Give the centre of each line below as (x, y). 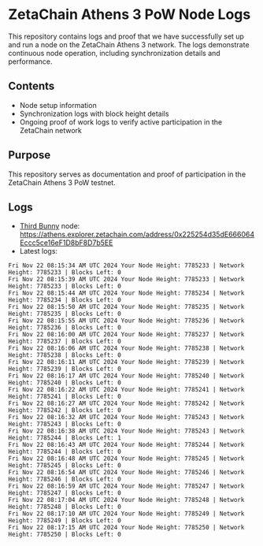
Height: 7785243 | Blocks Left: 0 (65, 424)
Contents (31, 86)
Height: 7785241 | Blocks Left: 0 (65, 397)
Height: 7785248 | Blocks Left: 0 (65, 507)
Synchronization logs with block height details (94, 113)
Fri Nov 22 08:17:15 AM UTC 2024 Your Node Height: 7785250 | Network (126, 528)
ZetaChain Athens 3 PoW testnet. (62, 182)
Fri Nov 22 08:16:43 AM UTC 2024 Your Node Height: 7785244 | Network (126, 445)
